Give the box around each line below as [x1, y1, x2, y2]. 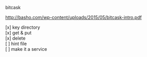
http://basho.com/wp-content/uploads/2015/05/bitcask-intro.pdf [5, 14, 142, 20]
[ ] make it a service [5, 46, 47, 52]
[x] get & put [5, 30, 32, 35]
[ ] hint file [5, 41, 27, 47]
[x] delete [5, 35, 26, 41]
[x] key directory [5, 24, 40, 30]
